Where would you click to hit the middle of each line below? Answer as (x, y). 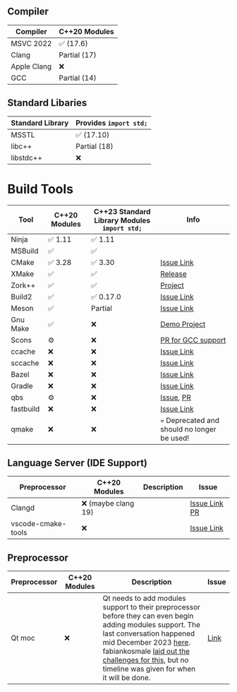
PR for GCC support (193, 340)
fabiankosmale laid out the (146, 651)
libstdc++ (26, 157)
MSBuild (25, 251)
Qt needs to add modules (145, 598)
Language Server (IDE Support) (78, 463)
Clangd (23, 508)
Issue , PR (176, 397)
